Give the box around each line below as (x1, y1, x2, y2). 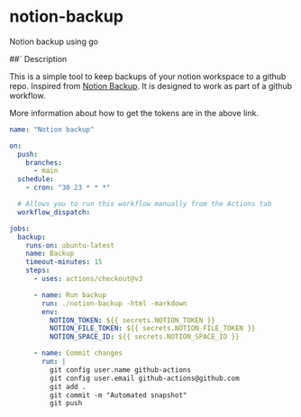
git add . (49, 382, 87, 391)
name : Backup (25, 249, 75, 258)
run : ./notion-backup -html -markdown (41, 299, 187, 308)
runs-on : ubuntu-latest (25, 240, 115, 249)
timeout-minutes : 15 (25, 258, 103, 267)
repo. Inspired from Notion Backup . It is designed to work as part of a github (9, 80, 293, 91)
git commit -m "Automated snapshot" (49, 390, 187, 400)
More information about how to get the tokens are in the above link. (9, 107, 260, 118)
